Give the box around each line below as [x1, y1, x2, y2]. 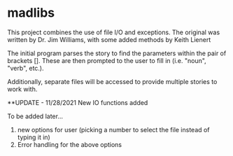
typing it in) [17, 133, 50, 141]
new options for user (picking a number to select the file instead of [17, 125, 210, 134]
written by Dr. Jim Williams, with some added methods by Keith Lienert [7, 35, 211, 43]
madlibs [7, 5, 55, 21]
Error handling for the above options [17, 140, 122, 148]
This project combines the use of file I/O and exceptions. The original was [7, 28, 220, 36]
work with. [7, 85, 38, 93]
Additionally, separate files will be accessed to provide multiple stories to [7, 77, 218, 85]
